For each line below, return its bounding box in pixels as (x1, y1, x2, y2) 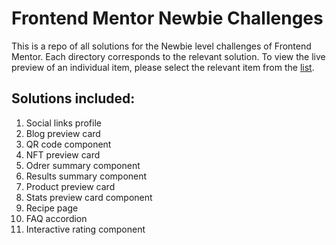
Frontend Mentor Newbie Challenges (11, 7, 324, 30)
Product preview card (25, 180, 116, 192)
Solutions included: (11, 90, 136, 107)
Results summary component (25, 170, 148, 182)
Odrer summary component (25, 159, 141, 171)
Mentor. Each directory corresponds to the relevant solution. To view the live (11, 50, 326, 62)
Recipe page (25, 202, 79, 214)
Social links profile (25, 117, 102, 129)
